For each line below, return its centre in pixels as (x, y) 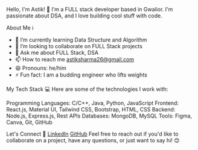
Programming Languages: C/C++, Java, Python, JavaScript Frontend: (93, 103)
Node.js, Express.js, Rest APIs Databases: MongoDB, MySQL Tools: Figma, (99, 116)
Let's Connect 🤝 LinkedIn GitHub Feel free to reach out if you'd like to (93, 134)
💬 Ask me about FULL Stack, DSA (56, 52)
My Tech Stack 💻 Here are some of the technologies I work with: (87, 89)
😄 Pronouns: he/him (40, 68)
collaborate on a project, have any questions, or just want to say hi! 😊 (93, 140)
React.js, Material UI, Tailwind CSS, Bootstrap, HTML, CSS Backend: (91, 109)
